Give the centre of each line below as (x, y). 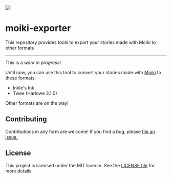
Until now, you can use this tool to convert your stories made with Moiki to (83, 72)
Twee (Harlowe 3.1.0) (35, 93)
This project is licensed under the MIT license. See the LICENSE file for (80, 165)
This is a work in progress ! (33, 62)
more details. (19, 171)
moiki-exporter (38, 28)
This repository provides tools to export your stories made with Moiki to (81, 42)
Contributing (26, 119)
